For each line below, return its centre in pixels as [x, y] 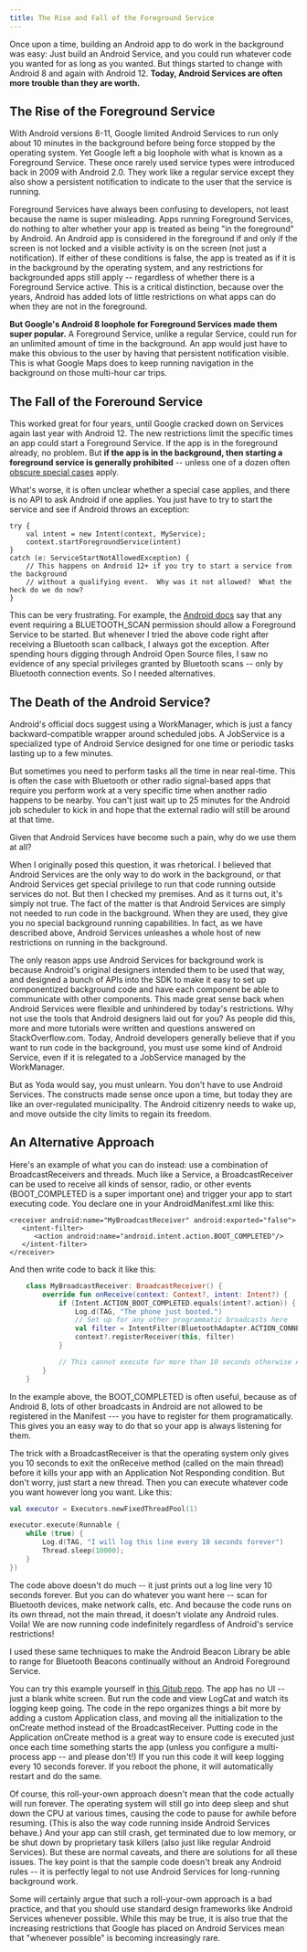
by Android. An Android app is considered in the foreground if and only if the [153, 239]
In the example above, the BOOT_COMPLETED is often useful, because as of [153, 1396]
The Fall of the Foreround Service [106, 402]
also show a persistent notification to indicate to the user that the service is [151, 182]
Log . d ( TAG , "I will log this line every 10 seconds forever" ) [163, 1542]
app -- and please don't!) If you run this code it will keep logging [163, 1756]
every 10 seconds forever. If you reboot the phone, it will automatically [142, 1766]
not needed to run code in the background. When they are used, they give [148, 913]
